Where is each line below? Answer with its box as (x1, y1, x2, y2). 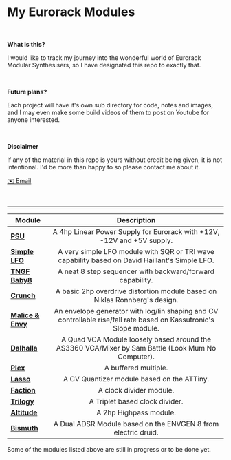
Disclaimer (7, 142, 39, 150)
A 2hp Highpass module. (96, 408, 177, 417)
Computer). (118, 352, 155, 362)
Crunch (10, 291, 36, 300)
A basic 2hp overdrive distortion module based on (55, 286, 217, 296)
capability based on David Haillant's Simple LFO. (58, 255, 214, 265)
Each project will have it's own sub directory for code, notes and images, (7, 101, 213, 109)
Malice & (10, 311, 40, 320)
